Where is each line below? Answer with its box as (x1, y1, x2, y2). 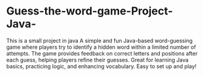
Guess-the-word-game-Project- (6, 4, 173, 18)
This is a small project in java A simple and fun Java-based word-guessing (6, 37, 193, 44)
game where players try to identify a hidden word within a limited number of (6, 43, 196, 51)
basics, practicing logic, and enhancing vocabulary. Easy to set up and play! (6, 62, 197, 70)
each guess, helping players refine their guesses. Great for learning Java (6, 56, 189, 63)
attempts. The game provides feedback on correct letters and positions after (6, 49, 198, 57)
